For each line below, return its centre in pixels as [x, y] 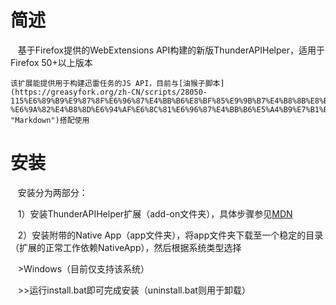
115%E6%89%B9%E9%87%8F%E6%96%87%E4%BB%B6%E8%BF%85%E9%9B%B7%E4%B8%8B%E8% [167, 101]
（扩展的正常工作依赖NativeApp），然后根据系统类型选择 [126, 247]
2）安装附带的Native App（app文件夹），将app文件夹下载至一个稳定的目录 [170, 235]
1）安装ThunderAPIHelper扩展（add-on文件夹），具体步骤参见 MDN [155, 213]
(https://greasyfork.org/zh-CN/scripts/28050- [109, 92]
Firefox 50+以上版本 [51, 62]
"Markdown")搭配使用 [50, 120]
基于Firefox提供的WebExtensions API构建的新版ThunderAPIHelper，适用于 [171, 50]
